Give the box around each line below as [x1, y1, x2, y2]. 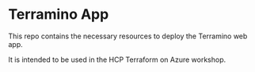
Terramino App [8, 5, 109, 23]
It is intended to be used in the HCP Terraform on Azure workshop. [8, 55, 226, 64]
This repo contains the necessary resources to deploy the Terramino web [8, 31, 248, 41]
